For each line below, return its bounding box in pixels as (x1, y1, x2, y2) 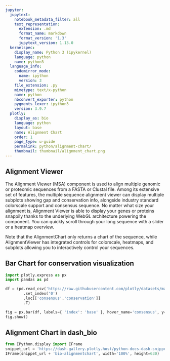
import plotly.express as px (5, 272, 67, 277)
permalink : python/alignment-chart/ (14, 144, 92, 149)
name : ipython (18, 73, 49, 78)
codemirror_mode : (14, 69, 51, 74)
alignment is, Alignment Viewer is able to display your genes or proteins (5, 208, 154, 214)
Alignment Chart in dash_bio (5, 328, 97, 337)
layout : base (14, 125, 42, 130)
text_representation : (14, 21, 60, 27)
